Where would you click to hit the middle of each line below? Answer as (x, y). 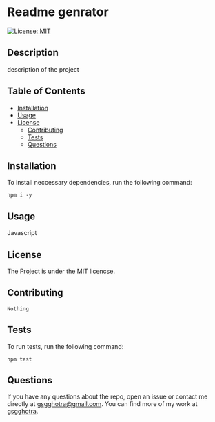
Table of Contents (47, 91)
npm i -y (20, 195)
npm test (20, 359)
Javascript (22, 233)
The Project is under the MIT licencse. (61, 271)
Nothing (18, 309)
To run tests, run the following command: (65, 346)
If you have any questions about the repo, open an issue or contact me (107, 396)
